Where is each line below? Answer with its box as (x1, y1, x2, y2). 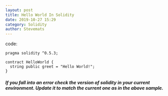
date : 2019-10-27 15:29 (5, 17, 56, 22)
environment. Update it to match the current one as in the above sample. (5, 85, 164, 91)
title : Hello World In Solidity (5, 12, 74, 17)
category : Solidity (5, 22, 47, 27)
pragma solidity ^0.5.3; (5, 51, 58, 56)
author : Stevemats (5, 27, 45, 32)
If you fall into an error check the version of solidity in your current (5, 79, 150, 85)
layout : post (5, 7, 33, 13)
